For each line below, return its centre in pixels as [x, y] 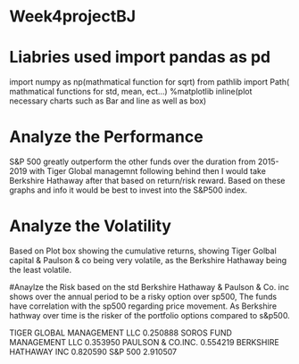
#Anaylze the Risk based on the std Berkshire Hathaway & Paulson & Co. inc [149, 287]
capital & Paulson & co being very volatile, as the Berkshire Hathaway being [148, 260]
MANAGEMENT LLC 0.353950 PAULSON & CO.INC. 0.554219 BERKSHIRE [144, 342]
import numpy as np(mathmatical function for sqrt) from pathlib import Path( [149, 82]
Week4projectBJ [73, 17]
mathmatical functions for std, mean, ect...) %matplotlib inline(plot [131, 92]
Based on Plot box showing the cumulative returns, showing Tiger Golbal [143, 251]
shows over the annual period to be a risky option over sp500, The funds [143, 297]
